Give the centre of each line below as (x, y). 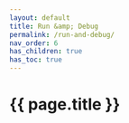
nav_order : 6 (34, 43)
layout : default (40, 18)
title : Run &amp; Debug (54, 26)
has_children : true (46, 52)
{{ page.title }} (65, 104)
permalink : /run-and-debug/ (62, 34)
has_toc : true (36, 60)
